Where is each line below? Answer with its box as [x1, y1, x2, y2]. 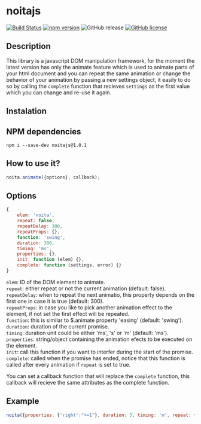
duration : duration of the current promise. [6, 322, 109, 330]
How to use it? [6, 158, 60, 168]
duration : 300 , [17, 240, 55, 246]
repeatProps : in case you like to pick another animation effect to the [6, 303, 172, 311]
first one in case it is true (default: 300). [6, 297, 104, 305]
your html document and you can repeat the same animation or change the [6, 70, 191, 77]
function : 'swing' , [17, 234, 66, 240]
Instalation [6, 106, 47, 116]
